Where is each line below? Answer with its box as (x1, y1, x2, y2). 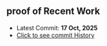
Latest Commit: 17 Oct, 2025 (16, 23, 98, 32)
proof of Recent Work (6, 5, 100, 17)
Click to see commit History (16, 31, 95, 39)
